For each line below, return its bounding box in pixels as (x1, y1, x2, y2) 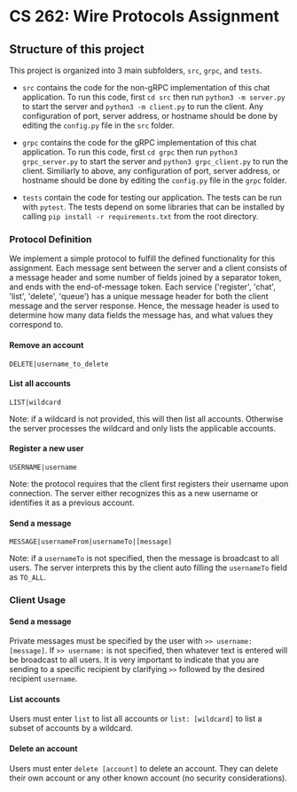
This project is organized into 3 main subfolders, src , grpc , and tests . (9, 65, 263, 75)
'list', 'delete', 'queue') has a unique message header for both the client (9, 291, 269, 302)
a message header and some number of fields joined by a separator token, (9, 273, 282, 283)
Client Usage (9, 594, 66, 606)
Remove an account (9, 339, 84, 350)
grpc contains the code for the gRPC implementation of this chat (21, 138, 257, 147)
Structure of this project (9, 42, 145, 57)
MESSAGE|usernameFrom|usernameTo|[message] (9, 537, 173, 547)
